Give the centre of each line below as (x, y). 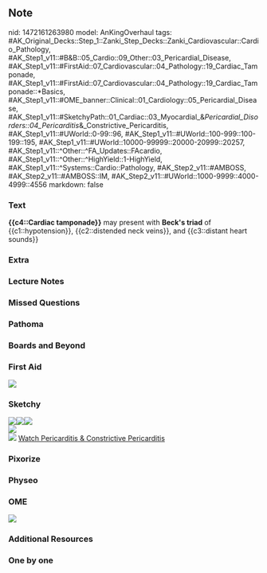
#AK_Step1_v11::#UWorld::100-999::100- (190, 134)
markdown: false (76, 184)
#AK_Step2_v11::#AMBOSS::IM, (59, 176)
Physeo (23, 481)
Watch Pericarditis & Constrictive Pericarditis (92, 439)
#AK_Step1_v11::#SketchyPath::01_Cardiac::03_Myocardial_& (106, 117)
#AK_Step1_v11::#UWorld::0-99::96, (66, 134)
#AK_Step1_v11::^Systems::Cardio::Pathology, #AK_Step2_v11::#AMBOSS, (128, 167)
